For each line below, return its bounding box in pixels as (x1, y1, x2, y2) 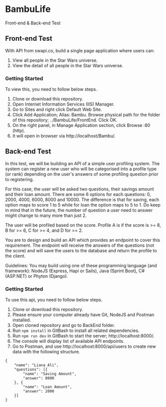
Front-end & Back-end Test (5, 20, 61, 26)
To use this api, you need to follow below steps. (5, 297, 103, 303)
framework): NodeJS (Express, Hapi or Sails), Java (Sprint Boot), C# (5, 268, 145, 274)
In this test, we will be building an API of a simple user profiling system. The (5, 160, 160, 166)
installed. (12, 317, 31, 323)
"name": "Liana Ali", (14, 363, 59, 368)
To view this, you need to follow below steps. (5, 86, 97, 93)
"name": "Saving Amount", (23, 372, 77, 377)
